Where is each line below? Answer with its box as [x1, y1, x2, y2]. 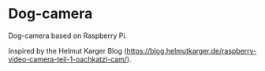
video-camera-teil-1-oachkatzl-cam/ [8, 54, 128, 64]
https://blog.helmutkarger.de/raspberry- [126, 46, 257, 55]
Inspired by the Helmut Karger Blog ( [8, 46, 128, 55]
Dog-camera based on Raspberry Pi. [8, 31, 128, 40]
